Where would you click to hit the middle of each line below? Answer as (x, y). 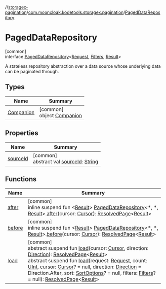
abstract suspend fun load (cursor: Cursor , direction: (88, 248)
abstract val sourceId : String (66, 161)
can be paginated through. (32, 71)
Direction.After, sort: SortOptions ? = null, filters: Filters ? (92, 273)
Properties (22, 133)
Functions (21, 179)
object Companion (61, 115)
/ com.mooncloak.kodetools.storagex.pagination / (76, 12)
